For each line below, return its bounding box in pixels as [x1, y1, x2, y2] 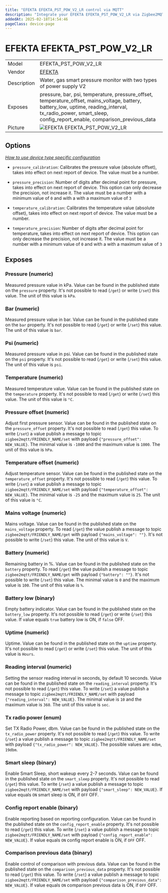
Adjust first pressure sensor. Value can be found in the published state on [5, 420, 156, 426]
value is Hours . [5, 651, 35, 657]
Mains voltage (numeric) [5, 510, 66, 517]
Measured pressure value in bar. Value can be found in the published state [5, 316, 158, 322]
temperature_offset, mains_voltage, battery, [39, 97, 141, 104]
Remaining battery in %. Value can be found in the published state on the [5, 561, 156, 567]
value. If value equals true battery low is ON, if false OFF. [5, 617, 124, 623]
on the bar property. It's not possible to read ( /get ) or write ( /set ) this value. [5, 321, 162, 328]
